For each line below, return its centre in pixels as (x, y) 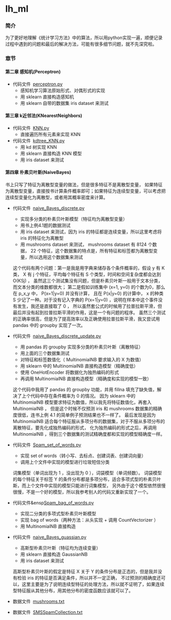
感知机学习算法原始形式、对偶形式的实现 (63, 90)
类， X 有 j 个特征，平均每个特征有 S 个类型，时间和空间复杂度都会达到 (87, 274)
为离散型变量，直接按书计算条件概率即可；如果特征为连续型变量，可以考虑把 (85, 191)
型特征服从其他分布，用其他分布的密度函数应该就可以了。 (73, 590)
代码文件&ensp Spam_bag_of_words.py (53, 503)
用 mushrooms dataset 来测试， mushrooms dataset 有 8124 (83, 244)
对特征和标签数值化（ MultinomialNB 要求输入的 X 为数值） (82, 360)
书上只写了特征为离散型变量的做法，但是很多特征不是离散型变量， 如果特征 (84, 185)
